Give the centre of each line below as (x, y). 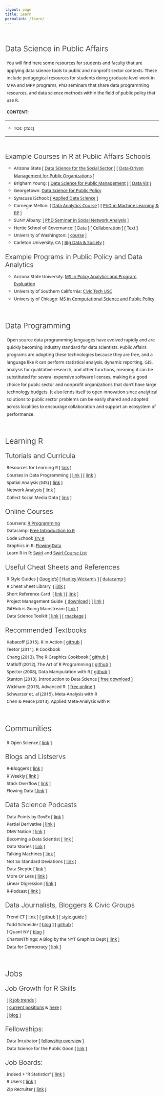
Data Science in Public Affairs (57, 49)
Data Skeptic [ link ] (26, 869)
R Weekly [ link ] (23, 776)
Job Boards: (24, 1062)
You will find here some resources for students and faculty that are (74, 63)
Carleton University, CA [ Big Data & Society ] (59, 243)
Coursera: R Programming (33, 523)
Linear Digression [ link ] (31, 883)
